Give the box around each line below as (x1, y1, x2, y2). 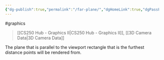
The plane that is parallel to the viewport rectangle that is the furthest (5, 44, 144, 50)
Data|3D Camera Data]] (17, 35, 64, 41)
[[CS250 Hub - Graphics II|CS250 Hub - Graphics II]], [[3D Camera (17, 30, 152, 35)
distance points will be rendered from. (5, 49, 82, 55)
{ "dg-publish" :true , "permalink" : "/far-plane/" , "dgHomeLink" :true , (5, 7, 143, 12)
